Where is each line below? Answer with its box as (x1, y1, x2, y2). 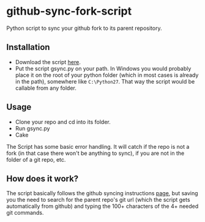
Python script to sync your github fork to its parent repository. (6, 24, 162, 32)
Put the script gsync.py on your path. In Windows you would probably (15, 65, 192, 72)
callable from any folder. (15, 84, 76, 91)
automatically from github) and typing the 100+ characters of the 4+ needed (6, 202, 199, 210)
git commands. (6, 209, 44, 217)
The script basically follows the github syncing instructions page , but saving (6, 190, 198, 197)
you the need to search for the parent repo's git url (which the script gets (6, 196, 191, 204)
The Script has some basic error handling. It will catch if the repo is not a (6, 143, 190, 150)
